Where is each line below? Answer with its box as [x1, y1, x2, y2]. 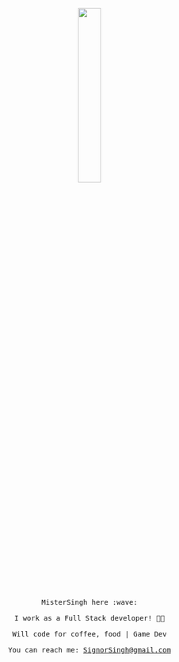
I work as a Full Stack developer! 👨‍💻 [14, 613, 165, 622]
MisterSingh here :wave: [41, 598, 138, 606]
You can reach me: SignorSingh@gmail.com [7, 645, 172, 654]
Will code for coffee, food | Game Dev [12, 629, 167, 638]
